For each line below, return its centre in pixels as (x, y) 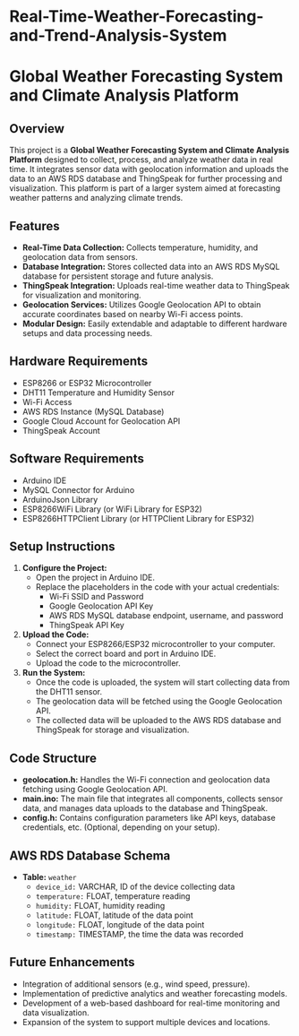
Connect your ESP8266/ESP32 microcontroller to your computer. (155, 644)
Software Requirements (77, 459)
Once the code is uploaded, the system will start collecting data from (163, 682)
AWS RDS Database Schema (90, 855)
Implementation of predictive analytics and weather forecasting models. (155, 993)
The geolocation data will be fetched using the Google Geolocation (159, 702)
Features (34, 226)
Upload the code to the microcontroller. (108, 663)
